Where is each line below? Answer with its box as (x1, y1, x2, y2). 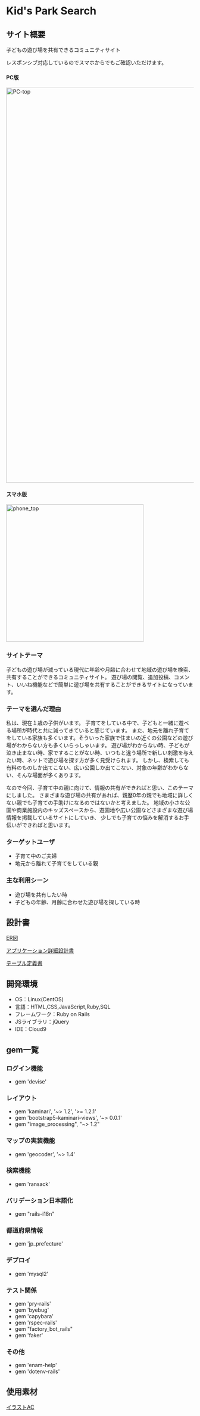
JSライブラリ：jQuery (14, 1018, 70, 1026)
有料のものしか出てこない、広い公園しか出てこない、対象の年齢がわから (6, 764, 183, 771)
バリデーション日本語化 (6, 1196, 73, 1204)
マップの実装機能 (6, 1136, 55, 1145)
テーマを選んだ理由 (6, 704, 61, 713)
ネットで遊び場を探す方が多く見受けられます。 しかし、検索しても (26, 757, 189, 763)
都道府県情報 (6, 1226, 43, 1235)
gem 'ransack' (14, 1180, 51, 1187)
